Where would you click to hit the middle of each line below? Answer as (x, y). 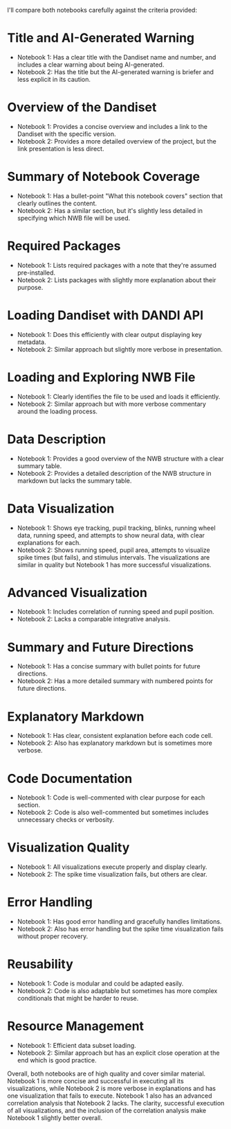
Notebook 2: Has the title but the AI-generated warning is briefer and (115, 71)
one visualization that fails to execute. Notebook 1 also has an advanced (110, 1096)
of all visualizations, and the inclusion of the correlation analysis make (107, 1110)
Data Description (57, 439)
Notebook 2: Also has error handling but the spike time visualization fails (120, 929)
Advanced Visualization (77, 593)
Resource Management (75, 1026)
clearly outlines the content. (57, 203)
